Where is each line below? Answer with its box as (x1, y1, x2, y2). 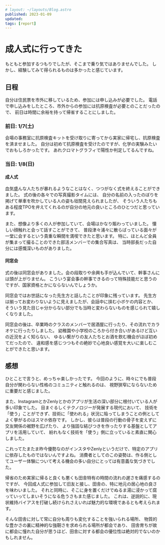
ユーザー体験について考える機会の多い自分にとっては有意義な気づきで (9, 458, 151, 464)
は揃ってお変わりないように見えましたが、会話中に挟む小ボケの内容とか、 (5, 299, 156, 305)
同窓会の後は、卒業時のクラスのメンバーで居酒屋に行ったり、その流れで (5, 321, 151, 327)
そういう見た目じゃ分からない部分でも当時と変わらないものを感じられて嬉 (5, 305, 156, 310)
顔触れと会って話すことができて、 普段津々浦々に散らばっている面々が (13, 227, 157, 233)
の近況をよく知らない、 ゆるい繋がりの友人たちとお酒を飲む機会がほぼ (5, 334, 149, 340)
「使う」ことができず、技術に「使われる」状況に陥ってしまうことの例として (5, 411, 160, 417)
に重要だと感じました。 (5, 388, 53, 394)
